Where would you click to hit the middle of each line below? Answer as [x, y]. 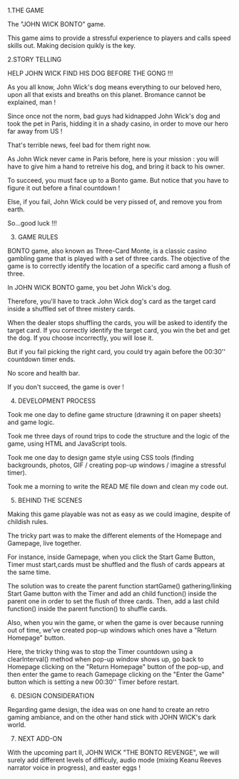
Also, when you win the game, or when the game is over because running [116, 623]
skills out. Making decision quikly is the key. [72, 45]
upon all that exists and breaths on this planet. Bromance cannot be [107, 95]
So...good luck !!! [32, 223]
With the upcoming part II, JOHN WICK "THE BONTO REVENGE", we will [113, 752]
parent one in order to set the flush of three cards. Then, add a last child [113, 601]
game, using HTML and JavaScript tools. [67, 443]
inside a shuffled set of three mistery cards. [71, 309]
